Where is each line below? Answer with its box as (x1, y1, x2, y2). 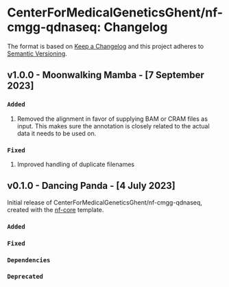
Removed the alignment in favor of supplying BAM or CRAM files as (16, 115, 208, 123)
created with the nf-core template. (7, 205, 104, 214)
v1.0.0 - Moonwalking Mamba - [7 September (7, 69, 204, 81)
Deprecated (7, 273, 43, 281)
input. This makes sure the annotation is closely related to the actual (16, 122, 210, 130)
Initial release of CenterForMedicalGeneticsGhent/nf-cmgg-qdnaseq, (7, 198, 202, 207)
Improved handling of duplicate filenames (16, 160, 135, 168)
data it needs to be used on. (16, 129, 97, 137)
